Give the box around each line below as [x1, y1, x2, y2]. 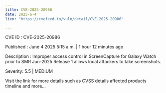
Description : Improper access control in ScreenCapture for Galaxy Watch [5, 53, 157, 59]
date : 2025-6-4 [5, 12, 37, 17]
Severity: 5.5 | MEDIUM [5, 68, 53, 74]
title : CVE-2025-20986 [5, 7, 52, 12]
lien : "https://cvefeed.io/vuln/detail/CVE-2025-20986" [5, 16, 124, 21]
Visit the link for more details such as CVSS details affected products [5, 78, 147, 84]
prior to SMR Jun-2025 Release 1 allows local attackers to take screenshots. [5, 59, 162, 65]
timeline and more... [5, 83, 46, 89]
